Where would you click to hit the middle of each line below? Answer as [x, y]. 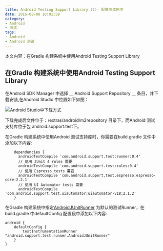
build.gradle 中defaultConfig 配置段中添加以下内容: [56, 213]
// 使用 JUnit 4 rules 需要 [45, 161]
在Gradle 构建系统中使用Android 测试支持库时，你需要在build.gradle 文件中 [81, 137]
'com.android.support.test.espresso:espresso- [108, 175]
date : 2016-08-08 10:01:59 [32, 14]
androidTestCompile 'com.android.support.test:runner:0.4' [79, 156]
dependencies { [29, 152]
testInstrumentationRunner [50, 231]
